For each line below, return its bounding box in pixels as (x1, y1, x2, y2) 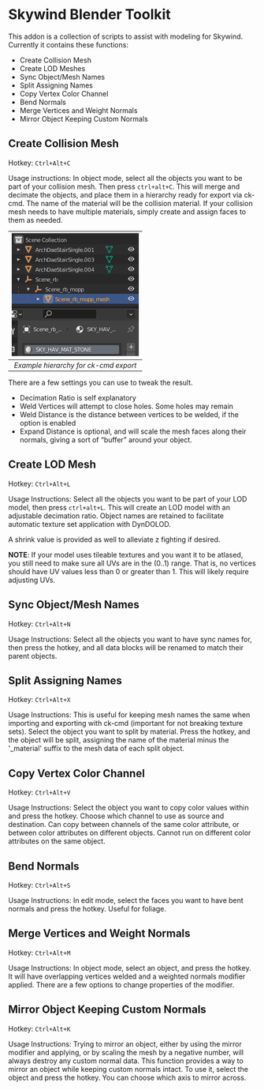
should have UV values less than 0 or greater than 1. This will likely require (8, 566, 250, 576)
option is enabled (19, 419, 76, 427)
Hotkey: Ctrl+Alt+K (8, 1024, 71, 1033)
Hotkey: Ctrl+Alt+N (8, 618, 71, 629)
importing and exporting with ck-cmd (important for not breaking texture (8, 719, 244, 728)
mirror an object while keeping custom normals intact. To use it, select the (8, 1064, 249, 1073)
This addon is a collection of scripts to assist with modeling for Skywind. (8, 32, 244, 41)
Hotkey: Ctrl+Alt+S (8, 881, 71, 890)
